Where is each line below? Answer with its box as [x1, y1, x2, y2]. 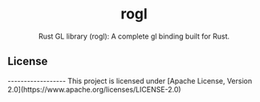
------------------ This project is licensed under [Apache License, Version [7, 75, 253, 85]
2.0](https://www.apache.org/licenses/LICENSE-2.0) [7, 84, 181, 94]
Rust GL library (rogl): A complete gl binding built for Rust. [38, 31, 230, 41]
